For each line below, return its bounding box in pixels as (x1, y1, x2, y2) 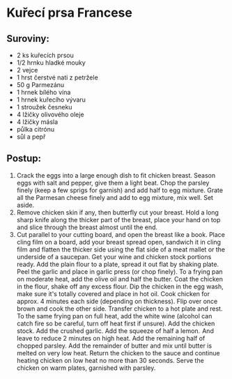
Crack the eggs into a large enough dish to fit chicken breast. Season (16, 171, 216, 179)
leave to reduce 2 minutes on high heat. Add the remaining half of (16, 334, 206, 342)
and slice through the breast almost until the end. (16, 223, 158, 231)
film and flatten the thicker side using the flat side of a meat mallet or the (16, 245, 226, 254)
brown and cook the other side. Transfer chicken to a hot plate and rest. (16, 304, 223, 313)
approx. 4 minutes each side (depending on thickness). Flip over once (16, 297, 218, 305)
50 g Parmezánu (16, 81, 65, 88)
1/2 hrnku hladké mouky (16, 59, 86, 67)
